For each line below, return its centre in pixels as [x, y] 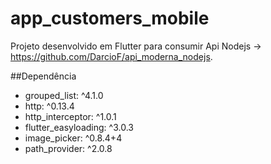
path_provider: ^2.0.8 [68, 148]
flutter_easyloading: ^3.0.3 [79, 127]
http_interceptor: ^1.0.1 [70, 116]
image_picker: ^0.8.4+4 [73, 138]
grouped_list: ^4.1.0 [64, 95]
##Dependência [43, 76]
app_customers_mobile [110, 18]
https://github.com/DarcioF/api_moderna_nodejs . [111, 56]
